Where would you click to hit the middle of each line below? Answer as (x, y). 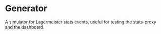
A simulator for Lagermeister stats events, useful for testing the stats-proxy (81, 22)
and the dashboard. (25, 27)
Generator (26, 8)
